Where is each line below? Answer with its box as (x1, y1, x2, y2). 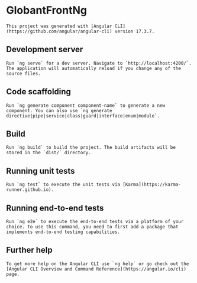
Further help (6, 245, 53, 255)
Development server (6, 44, 83, 55)
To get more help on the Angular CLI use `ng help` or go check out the (6, 260, 189, 267)
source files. (6, 71, 41, 77)
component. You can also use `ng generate (6, 107, 112, 113)
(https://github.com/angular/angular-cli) (6, 28, 112, 34)
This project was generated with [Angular (6, 23, 112, 29)
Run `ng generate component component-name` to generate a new (6, 102, 166, 109)
